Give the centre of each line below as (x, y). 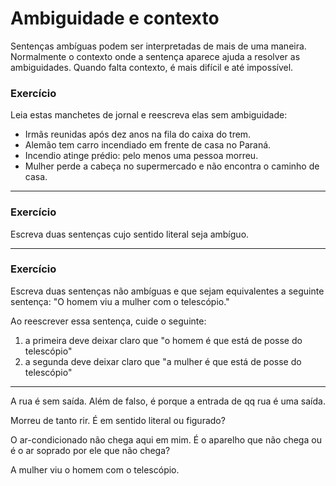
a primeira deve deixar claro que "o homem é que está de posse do (163, 340)
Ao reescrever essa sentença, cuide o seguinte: (108, 321)
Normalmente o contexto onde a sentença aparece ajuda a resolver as (155, 56)
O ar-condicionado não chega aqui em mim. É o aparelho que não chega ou (166, 439)
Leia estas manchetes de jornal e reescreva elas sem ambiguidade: (149, 115)
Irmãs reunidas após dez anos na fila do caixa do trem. (138, 134)
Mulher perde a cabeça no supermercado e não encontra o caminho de (172, 166)
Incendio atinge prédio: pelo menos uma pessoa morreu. (141, 156)
